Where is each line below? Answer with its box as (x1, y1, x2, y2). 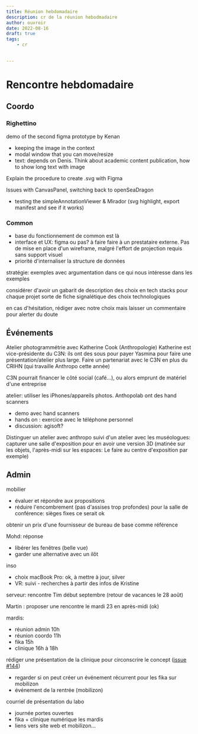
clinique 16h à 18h (14, 644, 59, 652)
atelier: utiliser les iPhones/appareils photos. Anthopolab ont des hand (6, 392, 177, 399)
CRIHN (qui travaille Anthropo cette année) (6, 362, 111, 369)
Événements (6, 328, 54, 338)
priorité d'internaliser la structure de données (14, 257, 125, 264)
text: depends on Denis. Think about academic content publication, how (14, 157, 190, 164)
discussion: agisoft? (14, 422, 64, 429)
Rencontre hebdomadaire (6, 78, 134, 91)
